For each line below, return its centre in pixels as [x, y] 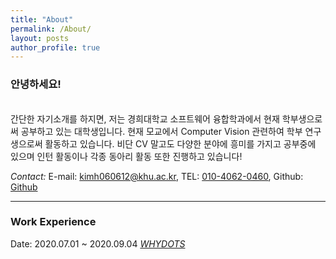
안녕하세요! [36, 84]
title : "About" [42, 19]
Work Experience [53, 222]
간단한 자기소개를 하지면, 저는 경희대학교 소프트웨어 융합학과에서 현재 [145, 118]
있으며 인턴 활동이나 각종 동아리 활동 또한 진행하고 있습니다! [126, 156]
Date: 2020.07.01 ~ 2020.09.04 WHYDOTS [98, 243]
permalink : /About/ [51, 29]
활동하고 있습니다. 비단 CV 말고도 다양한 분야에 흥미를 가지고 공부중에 [180, 143]
